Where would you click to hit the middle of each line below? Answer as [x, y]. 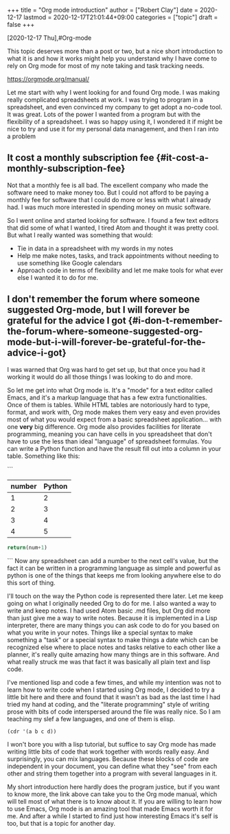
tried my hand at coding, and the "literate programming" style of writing [108, 704]
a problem [22, 136]
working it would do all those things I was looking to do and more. [100, 377]
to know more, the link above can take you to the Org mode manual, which [112, 794]
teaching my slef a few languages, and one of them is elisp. [91, 718]
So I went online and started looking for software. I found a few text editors [113, 220]
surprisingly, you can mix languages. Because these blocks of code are [108, 758]
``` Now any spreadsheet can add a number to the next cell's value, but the [113, 560]
